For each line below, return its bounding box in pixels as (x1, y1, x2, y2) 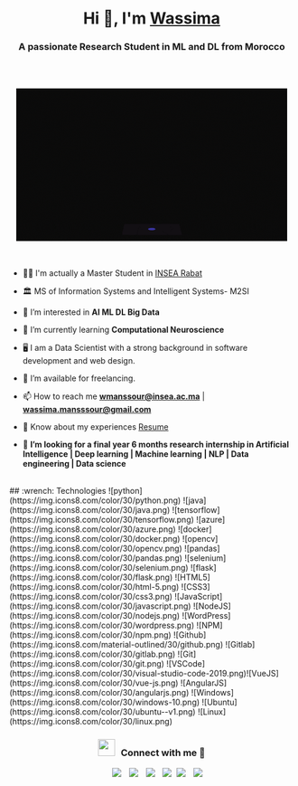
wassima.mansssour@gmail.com (22, 404, 152, 415)
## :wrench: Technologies (9, 486, 107, 497)
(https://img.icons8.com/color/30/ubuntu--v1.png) (9, 706, 196, 717)
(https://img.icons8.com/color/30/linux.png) (9, 716, 173, 727)
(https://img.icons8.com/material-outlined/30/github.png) (9, 639, 224, 650)
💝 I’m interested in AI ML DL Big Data (22, 307, 160, 317)
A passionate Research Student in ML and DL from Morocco (18, 41, 285, 53)
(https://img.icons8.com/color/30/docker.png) (9, 534, 181, 545)
